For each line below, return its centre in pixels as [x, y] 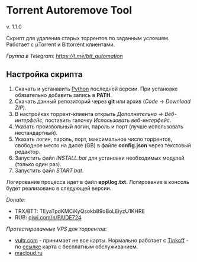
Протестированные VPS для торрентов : [56, 229]
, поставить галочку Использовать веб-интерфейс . [107, 120]
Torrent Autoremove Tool [69, 10]
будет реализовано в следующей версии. [59, 188]
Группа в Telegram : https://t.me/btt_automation [64, 56]
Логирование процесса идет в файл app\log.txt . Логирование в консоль [98, 182]
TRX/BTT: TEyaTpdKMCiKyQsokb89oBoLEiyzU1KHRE [80, 211]
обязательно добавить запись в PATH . [63, 95]
